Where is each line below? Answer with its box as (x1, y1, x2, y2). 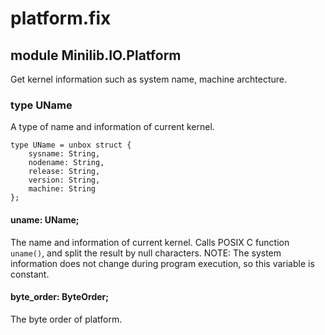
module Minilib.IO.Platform (10, 47, 182, 64)
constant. (10, 268, 50, 280)
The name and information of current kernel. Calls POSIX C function (10, 236, 290, 248)
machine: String (28, 184, 97, 194)
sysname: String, (28, 149, 101, 159)
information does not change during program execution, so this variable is (10, 257, 315, 269)
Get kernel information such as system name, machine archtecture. (10, 73, 288, 85)
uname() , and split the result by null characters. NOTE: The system (10, 247, 282, 259)
